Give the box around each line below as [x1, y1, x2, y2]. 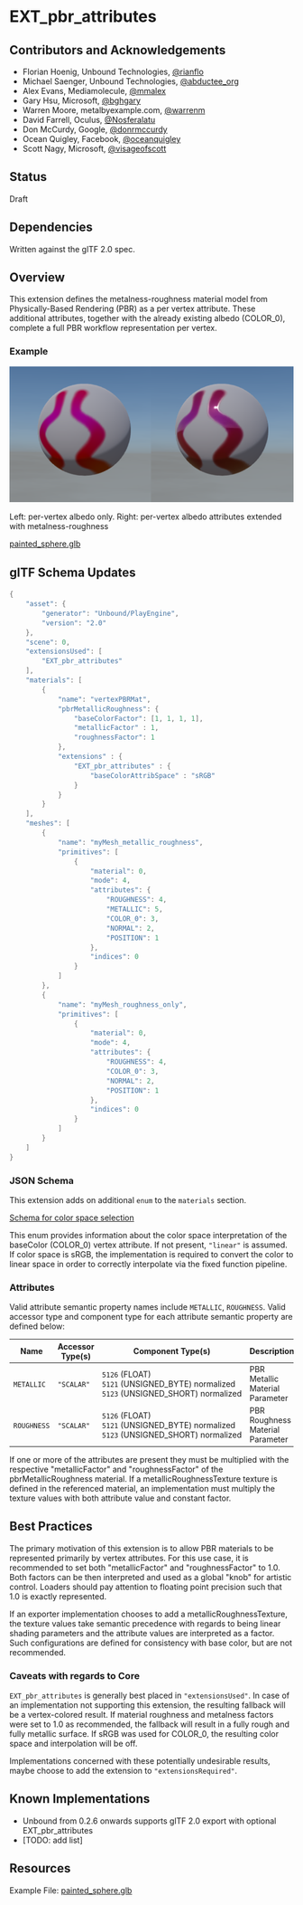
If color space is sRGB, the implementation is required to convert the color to [9, 1248, 294, 1259]
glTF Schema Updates [9, 564, 137, 580]
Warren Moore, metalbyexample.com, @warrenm [22, 105, 206, 115]
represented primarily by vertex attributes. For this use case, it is [9, 1552, 250, 1563]
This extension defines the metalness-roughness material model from [9, 294, 269, 305]
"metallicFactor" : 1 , [73, 724, 160, 733]
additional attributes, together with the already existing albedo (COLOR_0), [9, 313, 286, 324]
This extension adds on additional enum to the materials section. [9, 1194, 247, 1205]
